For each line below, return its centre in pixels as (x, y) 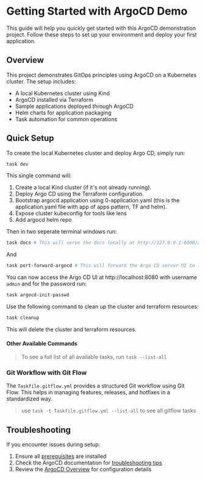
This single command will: (39, 176)
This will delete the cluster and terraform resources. (71, 329)
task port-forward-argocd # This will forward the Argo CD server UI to (101, 266)
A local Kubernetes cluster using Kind (62, 93)
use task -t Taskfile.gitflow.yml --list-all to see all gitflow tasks (109, 411)
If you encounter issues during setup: (53, 445)
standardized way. (30, 399)
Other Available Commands (42, 343)
